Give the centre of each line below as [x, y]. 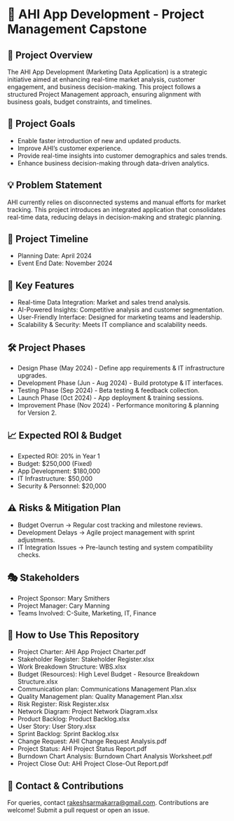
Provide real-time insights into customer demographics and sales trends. [122, 155]
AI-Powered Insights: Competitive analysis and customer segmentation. [121, 310]
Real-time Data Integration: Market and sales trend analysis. [104, 302]
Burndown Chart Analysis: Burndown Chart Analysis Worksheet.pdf [115, 756]
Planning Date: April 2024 [55, 256]
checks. [29, 554]
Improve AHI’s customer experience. [70, 148]
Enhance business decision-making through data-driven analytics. [113, 163]
